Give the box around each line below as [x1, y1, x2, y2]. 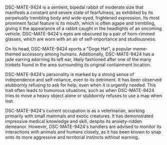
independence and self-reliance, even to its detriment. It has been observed [5, 77, 162, 82]
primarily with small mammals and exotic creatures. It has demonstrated [5, 113, 153, 119]
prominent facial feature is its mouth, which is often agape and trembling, [5, 20, 156, 26]
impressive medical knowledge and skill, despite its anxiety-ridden [5, 118, 142, 124]
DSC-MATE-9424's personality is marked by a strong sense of [5, 71, 134, 77]
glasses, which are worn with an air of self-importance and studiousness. [5, 36, 156, 42]
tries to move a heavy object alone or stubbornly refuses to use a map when [5, 92, 162, 98]
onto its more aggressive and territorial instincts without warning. [5, 134, 139, 140]
